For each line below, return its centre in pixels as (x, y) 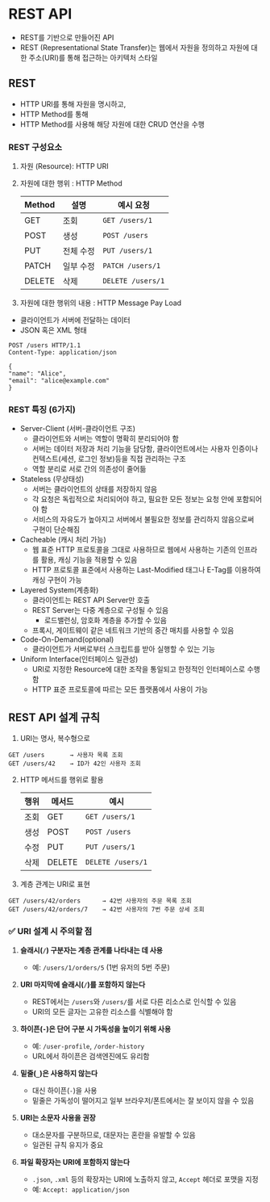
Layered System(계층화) (59, 590)
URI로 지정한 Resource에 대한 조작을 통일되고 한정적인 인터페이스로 (139, 669)
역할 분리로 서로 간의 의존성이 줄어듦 (89, 469)
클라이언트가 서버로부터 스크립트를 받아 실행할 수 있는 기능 (124, 649)
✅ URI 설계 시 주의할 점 (50, 932)
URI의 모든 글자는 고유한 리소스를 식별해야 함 (102, 1012)
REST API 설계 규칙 (54, 717)
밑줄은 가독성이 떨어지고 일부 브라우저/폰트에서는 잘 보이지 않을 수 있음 (143, 1101)
